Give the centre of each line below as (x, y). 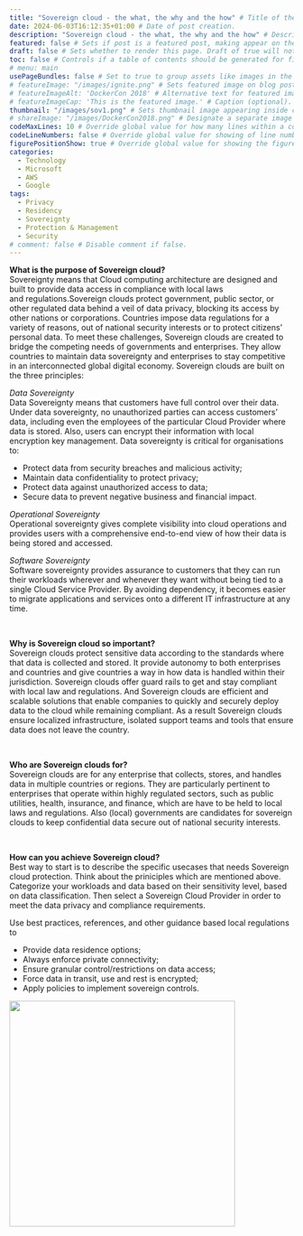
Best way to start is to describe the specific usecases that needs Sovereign (149, 867)
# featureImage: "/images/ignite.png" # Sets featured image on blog (143, 85)
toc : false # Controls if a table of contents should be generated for (147, 60)
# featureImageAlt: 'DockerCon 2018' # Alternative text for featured (145, 93)
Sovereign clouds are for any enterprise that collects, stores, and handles (146, 775)
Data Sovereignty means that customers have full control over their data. (144, 403)
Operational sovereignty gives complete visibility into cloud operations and (148, 524)
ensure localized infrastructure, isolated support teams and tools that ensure (151, 720)
